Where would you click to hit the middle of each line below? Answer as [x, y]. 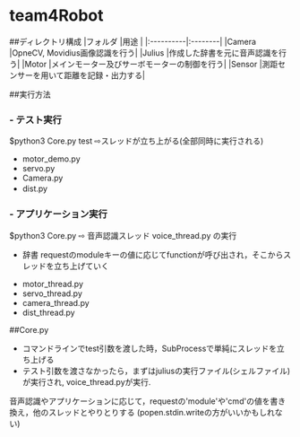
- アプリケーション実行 [58, 214]
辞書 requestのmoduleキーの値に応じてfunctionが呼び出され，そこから [153, 254]
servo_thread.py [52, 293]
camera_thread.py [56, 302]
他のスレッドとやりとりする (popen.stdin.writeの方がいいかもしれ [154, 412]
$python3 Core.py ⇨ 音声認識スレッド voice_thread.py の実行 [123, 235]
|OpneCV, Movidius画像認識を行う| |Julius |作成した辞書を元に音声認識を [144, 52]
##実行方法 [30, 94]
